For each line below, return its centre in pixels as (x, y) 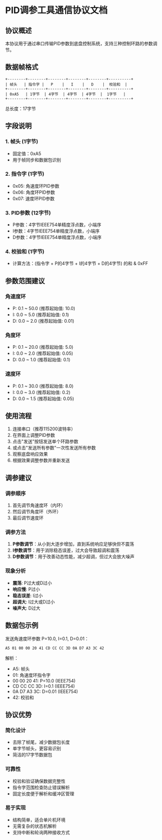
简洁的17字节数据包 (32, 755)
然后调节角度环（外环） (37, 512)
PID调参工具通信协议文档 (56, 10)
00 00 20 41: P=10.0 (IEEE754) (44, 680)
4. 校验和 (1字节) (25, 252)
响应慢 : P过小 (26, 589)
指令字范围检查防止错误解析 (41, 787)
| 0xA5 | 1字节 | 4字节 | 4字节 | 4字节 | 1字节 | (65, 94)
